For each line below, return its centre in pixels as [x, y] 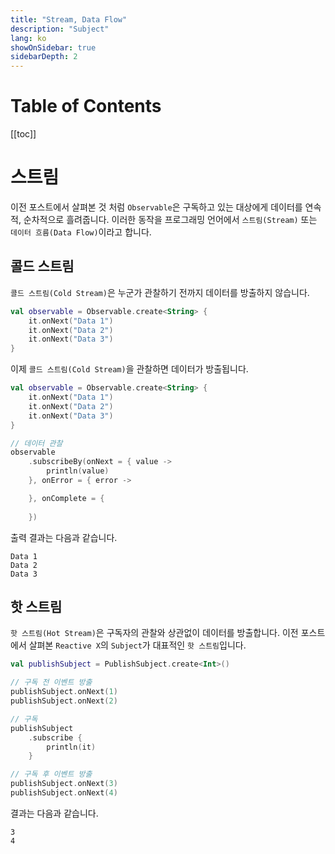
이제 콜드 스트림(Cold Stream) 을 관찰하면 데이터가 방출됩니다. [129, 369]
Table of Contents [86, 106]
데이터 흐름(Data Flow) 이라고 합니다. [81, 232]
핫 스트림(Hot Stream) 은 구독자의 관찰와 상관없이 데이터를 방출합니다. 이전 [154, 633]
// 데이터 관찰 [36, 443]
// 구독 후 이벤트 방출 [51, 774]
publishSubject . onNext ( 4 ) [64, 793]
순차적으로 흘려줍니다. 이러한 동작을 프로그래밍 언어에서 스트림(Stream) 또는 [170, 219]
